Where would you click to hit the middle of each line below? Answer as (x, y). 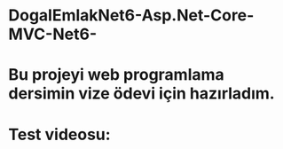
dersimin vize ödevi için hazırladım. (142, 94)
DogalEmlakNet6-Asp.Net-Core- (131, 16)
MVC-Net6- (53, 34)
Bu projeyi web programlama (117, 75)
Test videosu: (60, 134)
